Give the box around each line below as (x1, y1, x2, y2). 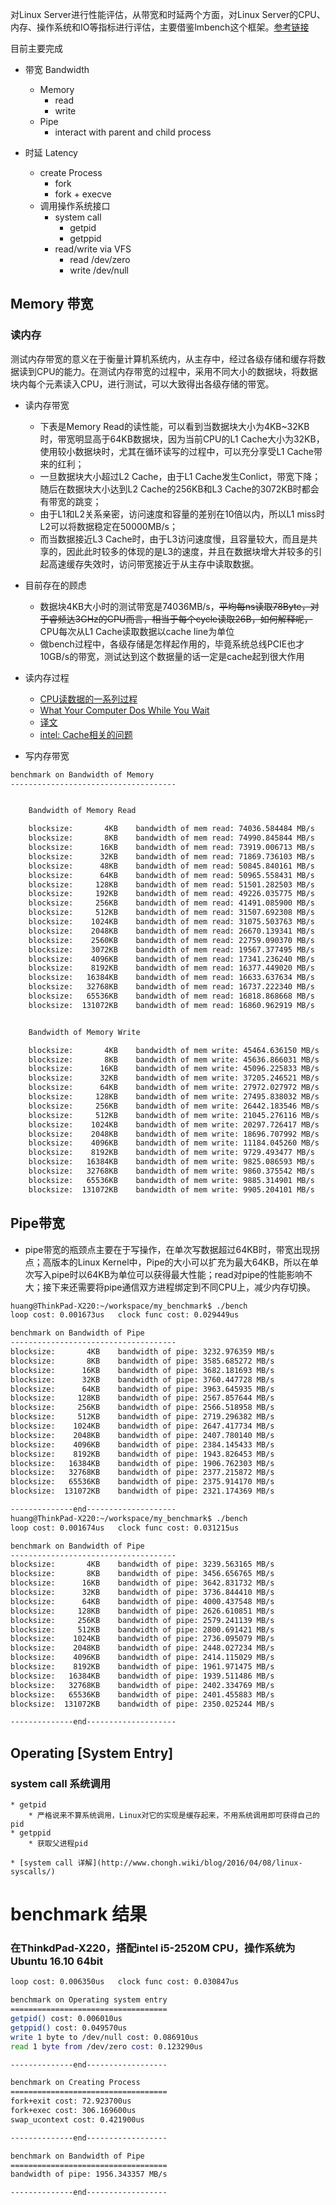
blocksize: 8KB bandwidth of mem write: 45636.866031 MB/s (28, 1054, 320, 1065)
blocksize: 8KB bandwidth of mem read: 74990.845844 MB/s (28, 833, 315, 843)
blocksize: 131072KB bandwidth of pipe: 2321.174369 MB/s (10, 1486, 275, 1497)
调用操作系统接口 (39, 200, 111, 212)
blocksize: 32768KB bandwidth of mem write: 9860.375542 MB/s (28, 1166, 315, 1177)
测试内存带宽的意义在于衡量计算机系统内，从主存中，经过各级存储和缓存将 (10, 353, 317, 365)
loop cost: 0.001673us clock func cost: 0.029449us (10, 1310, 240, 1320)
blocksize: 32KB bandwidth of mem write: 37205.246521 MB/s (28, 1073, 320, 1083)
